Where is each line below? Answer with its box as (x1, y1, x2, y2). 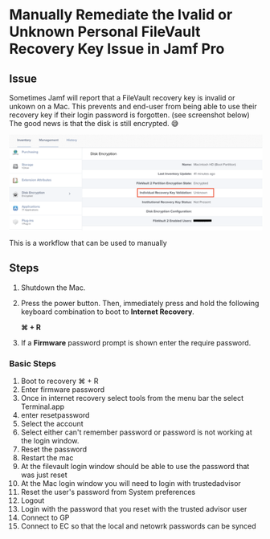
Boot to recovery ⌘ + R (20, 376, 99, 386)
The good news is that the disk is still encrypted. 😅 (9, 119, 179, 128)
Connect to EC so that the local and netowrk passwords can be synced (20, 521, 256, 531)
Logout (20, 496, 45, 505)
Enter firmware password (20, 385, 105, 394)
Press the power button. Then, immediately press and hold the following (20, 298, 260, 308)
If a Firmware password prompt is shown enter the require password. (20, 337, 252, 347)
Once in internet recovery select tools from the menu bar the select (20, 394, 244, 403)
